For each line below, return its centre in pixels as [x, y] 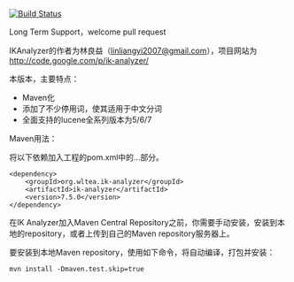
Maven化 [39, 98]
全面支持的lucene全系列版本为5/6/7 [87, 120]
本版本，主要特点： [44, 79]
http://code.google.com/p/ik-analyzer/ [79, 61]
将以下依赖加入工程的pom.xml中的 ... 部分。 [86, 157]
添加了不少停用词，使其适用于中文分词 [92, 109]
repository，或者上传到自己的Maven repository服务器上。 [129, 233]
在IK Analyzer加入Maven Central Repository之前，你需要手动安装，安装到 [143, 222]
